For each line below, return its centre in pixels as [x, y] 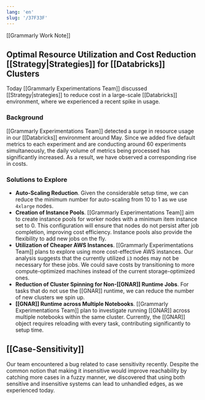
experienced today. [31, 390]
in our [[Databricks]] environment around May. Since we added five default [101, 137]
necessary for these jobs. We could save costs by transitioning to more [105, 264]
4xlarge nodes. [34, 206]
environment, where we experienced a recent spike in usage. [83, 101]
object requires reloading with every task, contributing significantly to [103, 323]
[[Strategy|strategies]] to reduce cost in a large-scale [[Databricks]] [92, 95]
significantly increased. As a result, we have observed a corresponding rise [102, 157]
